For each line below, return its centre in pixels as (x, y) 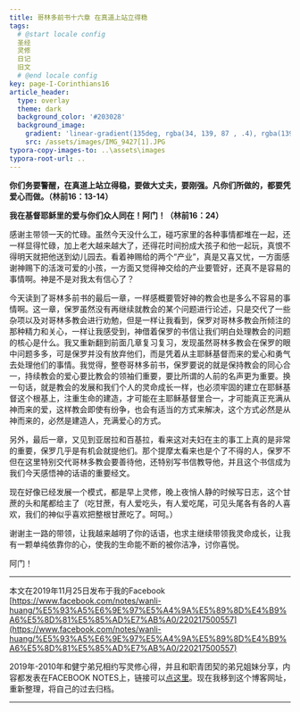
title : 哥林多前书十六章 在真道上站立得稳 (79, 17)
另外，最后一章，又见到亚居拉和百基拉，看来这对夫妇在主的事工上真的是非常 (150, 439)
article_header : (39, 92)
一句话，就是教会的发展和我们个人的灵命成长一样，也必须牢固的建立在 (138, 387)
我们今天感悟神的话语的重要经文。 (72, 473)
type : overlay (43, 100)
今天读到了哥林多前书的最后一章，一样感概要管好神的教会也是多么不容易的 (146, 298)
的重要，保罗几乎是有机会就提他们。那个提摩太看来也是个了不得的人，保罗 (146, 451)
